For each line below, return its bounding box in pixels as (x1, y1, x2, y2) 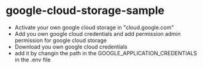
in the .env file (14, 56, 51, 63)
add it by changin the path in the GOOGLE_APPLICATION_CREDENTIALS (14, 49, 197, 56)
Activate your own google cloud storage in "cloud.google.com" (14, 24, 174, 31)
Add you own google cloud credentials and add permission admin (14, 30, 181, 37)
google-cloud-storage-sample (6, 4, 165, 18)
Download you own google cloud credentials (14, 43, 128, 50)
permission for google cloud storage (14, 36, 107, 44)
